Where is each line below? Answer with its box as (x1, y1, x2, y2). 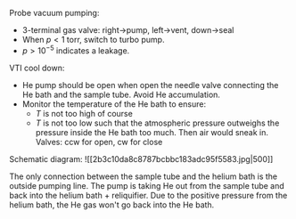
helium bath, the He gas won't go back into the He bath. (9, 199, 215, 210)
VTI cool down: (9, 62, 65, 73)
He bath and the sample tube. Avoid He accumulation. (21, 89, 221, 100)
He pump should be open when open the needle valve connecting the (21, 79, 279, 90)
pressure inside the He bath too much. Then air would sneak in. (35, 126, 269, 137)
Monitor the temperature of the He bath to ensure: (21, 98, 207, 109)
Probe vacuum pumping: (9, 8, 100, 18)
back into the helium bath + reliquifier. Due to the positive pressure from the (9, 190, 288, 200)
